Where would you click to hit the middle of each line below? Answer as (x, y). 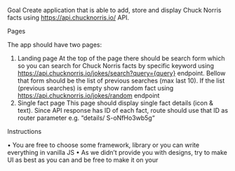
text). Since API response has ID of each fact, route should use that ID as (123, 110)
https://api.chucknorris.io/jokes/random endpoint (88, 95)
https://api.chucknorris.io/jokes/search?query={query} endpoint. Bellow (121, 73)
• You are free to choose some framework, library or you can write (103, 145)
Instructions (25, 131)
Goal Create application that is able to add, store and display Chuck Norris (114, 10)
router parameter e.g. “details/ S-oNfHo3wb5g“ (86, 118)
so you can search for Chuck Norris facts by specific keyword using (115, 66)
